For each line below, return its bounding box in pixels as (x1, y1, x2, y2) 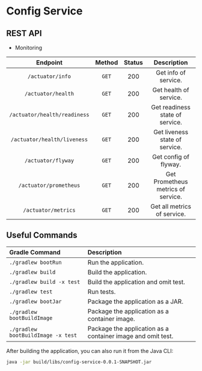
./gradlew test (9, 288, 53, 295)
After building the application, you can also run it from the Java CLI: (6, 347, 173, 354)
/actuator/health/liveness (11, 136, 88, 143)
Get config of (152, 153, 189, 161)
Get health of (152, 86, 189, 94)
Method (95, 58, 118, 67)
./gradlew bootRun (9, 259, 62, 266)
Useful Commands (6, 230, 78, 241)
